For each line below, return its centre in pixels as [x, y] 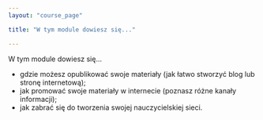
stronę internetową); [53, 82]
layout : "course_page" [45, 15]
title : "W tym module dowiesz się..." [72, 29]
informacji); [38, 99]
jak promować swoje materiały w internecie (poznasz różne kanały [128, 90]
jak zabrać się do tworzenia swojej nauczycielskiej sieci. [111, 107]
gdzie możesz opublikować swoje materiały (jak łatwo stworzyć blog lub [137, 74]
